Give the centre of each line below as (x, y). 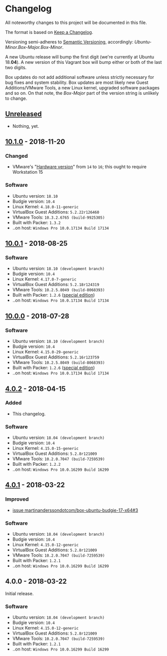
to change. (16, 98)
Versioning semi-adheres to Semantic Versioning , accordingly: (69, 42)
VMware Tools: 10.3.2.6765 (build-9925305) (59, 217)
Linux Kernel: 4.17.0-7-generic (44, 279)
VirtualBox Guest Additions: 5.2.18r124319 (56, 285)
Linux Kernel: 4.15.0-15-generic (45, 448)
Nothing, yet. (26, 126)
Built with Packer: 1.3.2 (36, 222)
